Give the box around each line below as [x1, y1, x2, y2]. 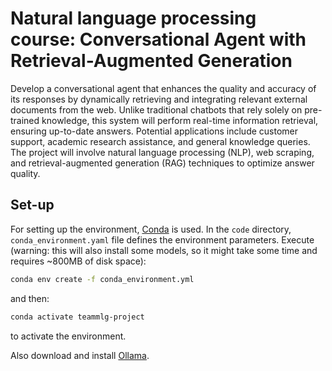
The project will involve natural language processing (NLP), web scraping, [10, 146, 315, 158]
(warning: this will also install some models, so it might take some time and [10, 244, 318, 256]
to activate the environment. [10, 330, 127, 342]
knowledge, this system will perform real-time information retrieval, [41, 114, 319, 126]
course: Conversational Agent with [10, 28, 307, 51]
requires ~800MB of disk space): [10, 255, 147, 267]
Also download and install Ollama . [10, 349, 150, 361]
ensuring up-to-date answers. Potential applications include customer [10, 125, 299, 137]
